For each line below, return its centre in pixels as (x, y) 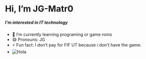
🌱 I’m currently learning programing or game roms (62, 35)
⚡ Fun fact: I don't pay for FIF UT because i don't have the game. (77, 45)
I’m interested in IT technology (36, 22)
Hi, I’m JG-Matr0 (39, 9)
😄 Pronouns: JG (28, 40)
